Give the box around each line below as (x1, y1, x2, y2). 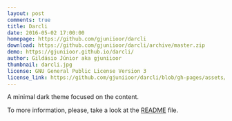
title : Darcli (7, 23, 48, 30)
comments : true (7, 16, 51, 23)
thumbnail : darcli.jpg (7, 61, 72, 68)
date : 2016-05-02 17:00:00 (7, 29, 85, 36)
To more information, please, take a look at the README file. (7, 106, 179, 114)
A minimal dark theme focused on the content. (7, 93, 139, 101)
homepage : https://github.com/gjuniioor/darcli (7, 36, 147, 43)
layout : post (7, 10, 45, 17)
